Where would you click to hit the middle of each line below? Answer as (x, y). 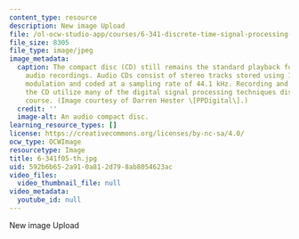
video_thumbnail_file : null (69, 184)
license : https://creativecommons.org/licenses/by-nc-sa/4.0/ (127, 134)
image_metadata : (39, 59)
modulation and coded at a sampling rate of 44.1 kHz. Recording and (157, 84)
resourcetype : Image (48, 150)
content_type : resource (53, 17)
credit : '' (37, 109)
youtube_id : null (49, 200)
